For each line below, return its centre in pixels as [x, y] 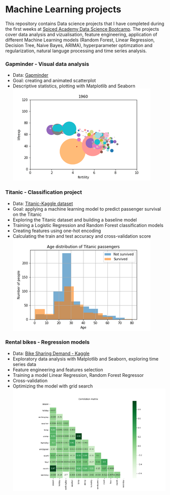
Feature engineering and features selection [58, 370]
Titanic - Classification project [44, 192]
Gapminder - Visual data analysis [47, 64]
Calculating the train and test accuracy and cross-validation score [82, 236]
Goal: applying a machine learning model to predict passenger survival [87, 209]
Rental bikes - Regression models [48, 342]
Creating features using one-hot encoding [57, 231]
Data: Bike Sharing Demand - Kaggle [51, 353]
